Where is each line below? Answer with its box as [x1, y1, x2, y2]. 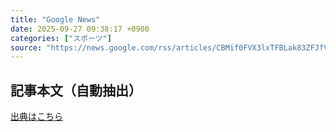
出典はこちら [10, 111, 63, 123]
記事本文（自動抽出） [10, 82, 142, 99]
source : [10, 42, 43, 53]
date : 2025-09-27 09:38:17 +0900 [10, 24, 150, 34]
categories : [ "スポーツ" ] [10, 33, 112, 43]
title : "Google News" [10, 14, 101, 25]
